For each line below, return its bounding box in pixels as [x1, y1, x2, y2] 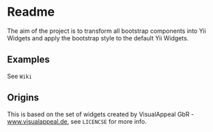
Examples [7, 54, 50, 66]
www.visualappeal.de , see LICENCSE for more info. [7, 117, 147, 125]
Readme [7, 4, 55, 20]
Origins [7, 92, 40, 103]
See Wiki [7, 72, 32, 80]
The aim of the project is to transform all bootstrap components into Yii [7, 27, 206, 35]
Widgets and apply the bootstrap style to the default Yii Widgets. [7, 34, 189, 42]
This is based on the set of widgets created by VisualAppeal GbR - [7, 110, 195, 118]
